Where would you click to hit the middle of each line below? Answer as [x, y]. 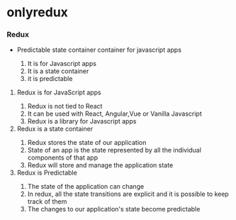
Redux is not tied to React [65, 106]
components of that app [63, 158]
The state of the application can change [86, 187]
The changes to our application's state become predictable [114, 209]
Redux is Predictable [47, 173]
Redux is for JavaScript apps [59, 92]
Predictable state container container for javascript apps [99, 50]
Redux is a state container [55, 129]
